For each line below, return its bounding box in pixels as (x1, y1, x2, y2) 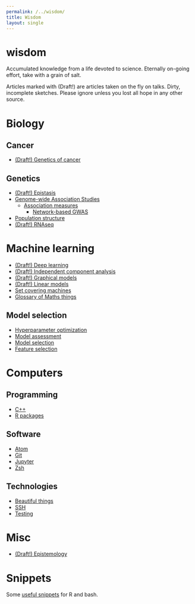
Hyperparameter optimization (14, 326, 87, 333)
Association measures (23, 202, 78, 209)
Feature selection (14, 345, 58, 352)
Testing (14, 510, 34, 517)
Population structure (14, 215, 65, 222)
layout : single (6, 20, 44, 26)
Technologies (6, 481, 58, 492)
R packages (14, 412, 44, 419)
